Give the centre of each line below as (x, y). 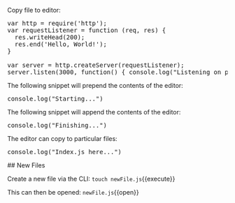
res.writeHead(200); (50, 37)
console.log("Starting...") (55, 99)
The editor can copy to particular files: (62, 138)
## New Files (26, 165)
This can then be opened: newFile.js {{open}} (73, 192)
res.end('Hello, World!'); (60, 44)
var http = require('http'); (57, 23)
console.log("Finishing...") (57, 125)
